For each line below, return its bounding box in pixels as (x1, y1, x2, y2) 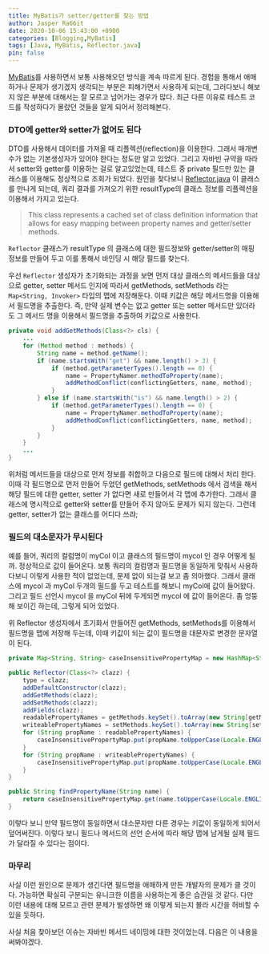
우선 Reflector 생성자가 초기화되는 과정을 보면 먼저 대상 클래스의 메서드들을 (8, 270, 246, 281)
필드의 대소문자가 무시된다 (8, 531, 103, 542)
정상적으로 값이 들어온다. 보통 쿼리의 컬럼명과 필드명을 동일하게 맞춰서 (18, 561, 237, 570)
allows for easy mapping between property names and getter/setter (27, 218, 252, 229)
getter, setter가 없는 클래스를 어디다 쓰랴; (8, 509, 139, 519)
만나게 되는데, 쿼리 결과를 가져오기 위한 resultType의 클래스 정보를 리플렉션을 (16, 184, 259, 193)
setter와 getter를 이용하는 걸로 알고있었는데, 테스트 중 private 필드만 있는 (16, 164, 247, 173)
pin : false (8, 49, 45, 57)
